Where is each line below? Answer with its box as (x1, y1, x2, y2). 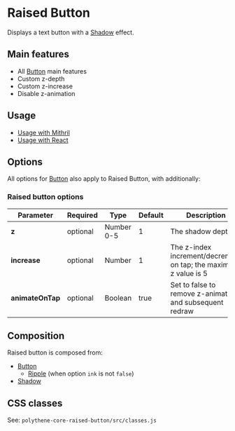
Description (186, 210, 226, 220)
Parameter (17, 210, 54, 220)
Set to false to (170, 280, 216, 289)
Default (138, 210, 164, 220)
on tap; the (170, 259, 206, 269)
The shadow (170, 226, 211, 236)
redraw (170, 306, 194, 316)
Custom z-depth (17, 74, 65, 83)
